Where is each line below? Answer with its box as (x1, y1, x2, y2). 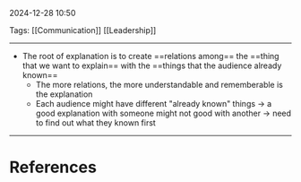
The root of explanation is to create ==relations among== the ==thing (21, 51, 279, 61)
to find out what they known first (35, 117, 157, 128)
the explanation (35, 89, 93, 100)
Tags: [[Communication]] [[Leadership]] (9, 25, 157, 35)
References (9, 157, 97, 178)
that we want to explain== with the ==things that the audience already (21, 60, 282, 71)
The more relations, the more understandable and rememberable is (35, 80, 284, 90)
